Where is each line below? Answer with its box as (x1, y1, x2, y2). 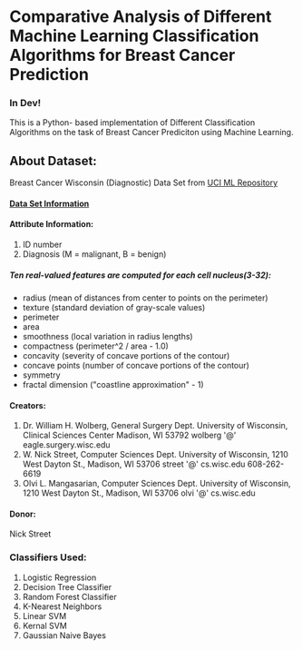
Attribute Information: (9, 219, 94, 230)
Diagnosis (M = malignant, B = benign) (22, 249, 167, 260)
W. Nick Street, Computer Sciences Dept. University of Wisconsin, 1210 (22, 449, 288, 460)
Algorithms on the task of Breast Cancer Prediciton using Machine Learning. (9, 127, 294, 138)
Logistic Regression (22, 572, 97, 583)
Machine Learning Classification (9, 25, 259, 46)
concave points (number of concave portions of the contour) (22, 360, 249, 371)
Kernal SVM (22, 620, 68, 631)
